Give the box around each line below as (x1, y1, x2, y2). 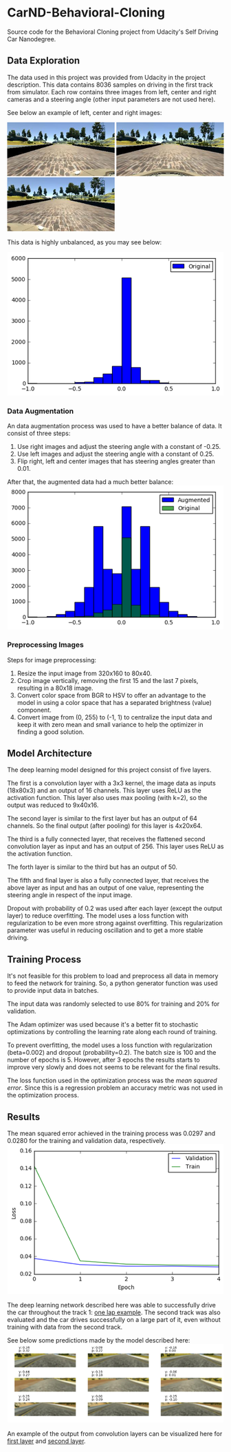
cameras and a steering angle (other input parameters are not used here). (7, 95, 216, 103)
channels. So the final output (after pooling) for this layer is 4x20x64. (7, 821, 203, 830)
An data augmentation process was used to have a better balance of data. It (7, 422, 222, 430)
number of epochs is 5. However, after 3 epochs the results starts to (7, 1055, 201, 1064)
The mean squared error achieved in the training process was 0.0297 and (7, 1129, 215, 1137)
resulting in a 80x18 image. (16, 684, 94, 692)
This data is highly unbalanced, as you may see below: (7, 238, 162, 246)
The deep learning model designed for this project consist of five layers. (7, 766, 212, 774)
